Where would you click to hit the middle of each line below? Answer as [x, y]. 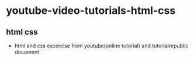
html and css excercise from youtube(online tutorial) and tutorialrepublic [101, 46]
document [27, 52]
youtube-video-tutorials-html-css [91, 11]
